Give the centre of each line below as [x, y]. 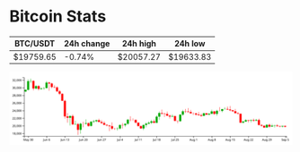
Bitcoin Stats [58, 17]
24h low [190, 44]
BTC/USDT [35, 44]
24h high [139, 44]
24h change [87, 44]
